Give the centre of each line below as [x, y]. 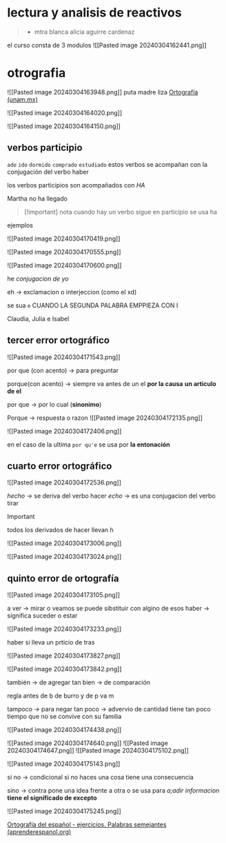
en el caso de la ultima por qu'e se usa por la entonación [89, 444]
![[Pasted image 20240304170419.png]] [64, 238]
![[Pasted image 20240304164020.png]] [65, 112]
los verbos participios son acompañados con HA [76, 185]
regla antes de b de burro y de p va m [61, 696]
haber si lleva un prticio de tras [51, 642]
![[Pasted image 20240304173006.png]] [64, 543]
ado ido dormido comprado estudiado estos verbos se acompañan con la [107, 164]
